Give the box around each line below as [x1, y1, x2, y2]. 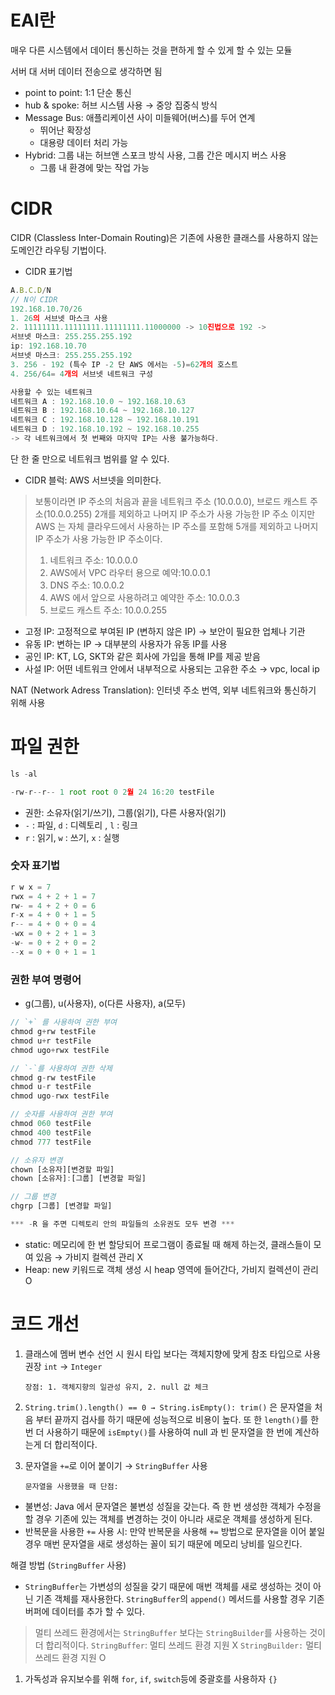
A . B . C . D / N [10, 285, 52, 295]
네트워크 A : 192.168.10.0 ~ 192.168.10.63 [10, 396, 187, 406]
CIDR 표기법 [24, 265, 73, 277]
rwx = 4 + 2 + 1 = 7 [10, 891, 97, 901]
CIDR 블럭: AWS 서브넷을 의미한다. [24, 474, 162, 486]
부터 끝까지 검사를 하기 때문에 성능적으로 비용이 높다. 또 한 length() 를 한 [35, 1413, 320, 1425]
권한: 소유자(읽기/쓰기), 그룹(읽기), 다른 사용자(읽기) [24, 806, 227, 818]
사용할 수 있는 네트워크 [10, 387, 93, 397]
